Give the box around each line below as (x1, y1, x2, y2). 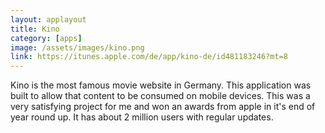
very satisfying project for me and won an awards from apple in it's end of (10, 101, 316, 113)
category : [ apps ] (10, 33, 83, 43)
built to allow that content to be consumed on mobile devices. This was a (10, 90, 311, 102)
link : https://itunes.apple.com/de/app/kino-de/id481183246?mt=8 (10, 52, 288, 62)
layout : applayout (10, 14, 87, 25)
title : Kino (10, 24, 60, 34)
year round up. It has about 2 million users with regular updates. (10, 111, 274, 123)
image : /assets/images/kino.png (10, 42, 145, 53)
